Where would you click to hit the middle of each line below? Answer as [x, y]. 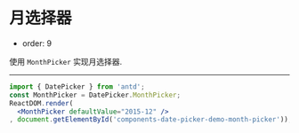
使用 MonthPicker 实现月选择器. [66, 61]
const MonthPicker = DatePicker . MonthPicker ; [95, 95]
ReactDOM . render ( [41, 103]
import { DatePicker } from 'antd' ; [77, 86]
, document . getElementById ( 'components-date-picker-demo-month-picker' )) [149, 120]
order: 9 [36, 43]
